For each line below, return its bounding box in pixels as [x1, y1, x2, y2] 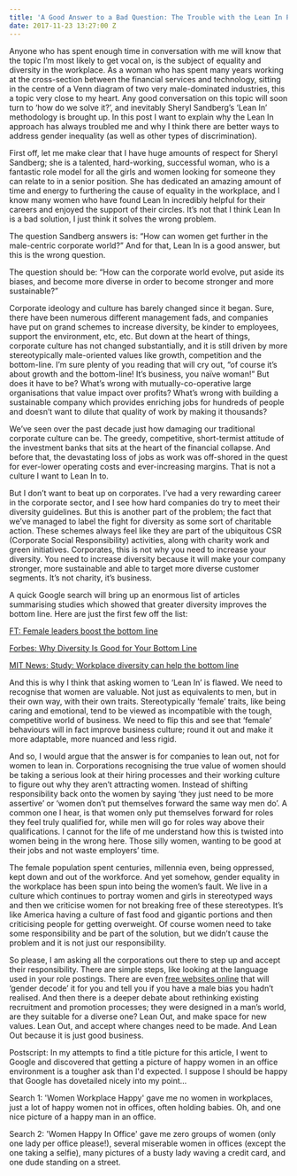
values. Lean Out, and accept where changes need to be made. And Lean [9, 1020, 278, 1031]
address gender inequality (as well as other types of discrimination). [9, 130, 258, 141]
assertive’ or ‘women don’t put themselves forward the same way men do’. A [9, 798, 287, 808]
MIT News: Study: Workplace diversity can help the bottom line [9, 659, 240, 670]
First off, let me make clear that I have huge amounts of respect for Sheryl [9, 147, 278, 158]
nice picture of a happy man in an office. [9, 1111, 156, 1122]
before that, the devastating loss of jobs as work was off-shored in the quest [9, 451, 288, 462]
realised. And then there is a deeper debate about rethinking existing [9, 992, 259, 1002]
